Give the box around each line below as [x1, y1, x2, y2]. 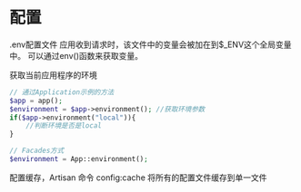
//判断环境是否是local [25, 121, 102, 130]
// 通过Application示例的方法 [9, 87, 115, 97]
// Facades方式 [9, 146, 65, 156]
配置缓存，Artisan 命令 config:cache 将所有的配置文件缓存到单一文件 [9, 172, 267, 183]
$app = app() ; [9, 96, 64, 105]
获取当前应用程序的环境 [9, 69, 97, 81]
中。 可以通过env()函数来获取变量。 [9, 50, 144, 61]
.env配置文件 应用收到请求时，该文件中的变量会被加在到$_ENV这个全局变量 [9, 39, 293, 50]
